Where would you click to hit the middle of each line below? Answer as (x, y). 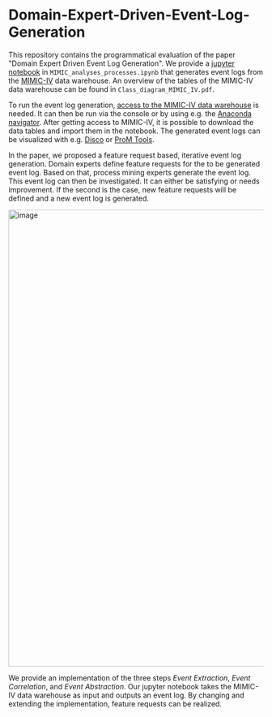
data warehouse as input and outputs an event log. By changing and (131, 695)
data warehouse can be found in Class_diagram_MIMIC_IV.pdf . (111, 89)
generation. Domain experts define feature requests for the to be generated (134, 163)
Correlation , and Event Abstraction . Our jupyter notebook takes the (120, 686)
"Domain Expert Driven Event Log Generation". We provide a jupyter (121, 63)
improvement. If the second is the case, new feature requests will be (123, 189)
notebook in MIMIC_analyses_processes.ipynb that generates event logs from (136, 71)
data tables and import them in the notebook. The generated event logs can (134, 131)
